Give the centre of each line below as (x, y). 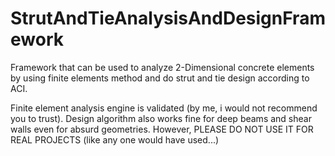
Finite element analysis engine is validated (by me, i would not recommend (164, 108)
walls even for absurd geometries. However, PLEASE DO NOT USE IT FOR (162, 129)
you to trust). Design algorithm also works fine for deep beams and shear (161, 118)
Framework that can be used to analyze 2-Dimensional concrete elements (162, 67)
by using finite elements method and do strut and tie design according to (160, 78)
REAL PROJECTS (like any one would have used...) (115, 139)
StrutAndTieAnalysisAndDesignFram (168, 18)
